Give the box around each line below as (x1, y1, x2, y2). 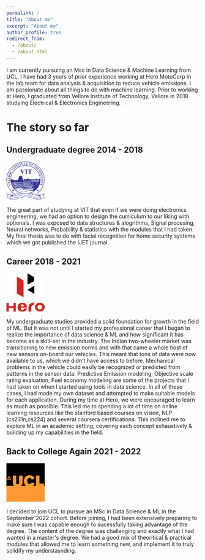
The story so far (6, 120, 89, 134)
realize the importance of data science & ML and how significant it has (6, 330, 184, 338)
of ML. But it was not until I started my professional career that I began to (6, 324, 191, 332)
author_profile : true (6, 29, 62, 36)
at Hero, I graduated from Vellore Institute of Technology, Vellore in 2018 (6, 92, 188, 99)
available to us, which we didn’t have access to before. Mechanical (6, 357, 176, 364)
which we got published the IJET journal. (6, 238, 109, 246)
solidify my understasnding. (6, 546, 76, 554)
